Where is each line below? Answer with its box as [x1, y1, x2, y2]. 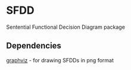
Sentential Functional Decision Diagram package [6, 23, 125, 31]
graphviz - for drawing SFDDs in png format [6, 56, 114, 63]
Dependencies [6, 41, 61, 51]
